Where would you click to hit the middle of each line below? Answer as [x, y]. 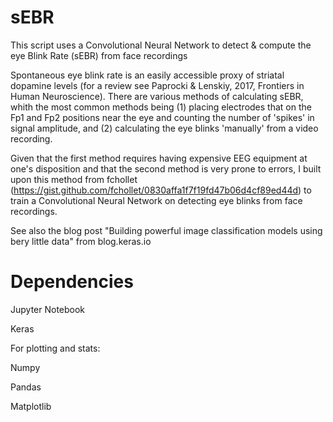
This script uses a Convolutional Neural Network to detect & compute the [161, 45]
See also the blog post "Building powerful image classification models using [166, 230]
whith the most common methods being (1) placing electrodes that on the [161, 107]
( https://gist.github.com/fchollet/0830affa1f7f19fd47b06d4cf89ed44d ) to [161, 190]
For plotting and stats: [55, 348]
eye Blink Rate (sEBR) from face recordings [99, 55]
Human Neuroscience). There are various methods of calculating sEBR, [157, 96]
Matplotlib [31, 406]
